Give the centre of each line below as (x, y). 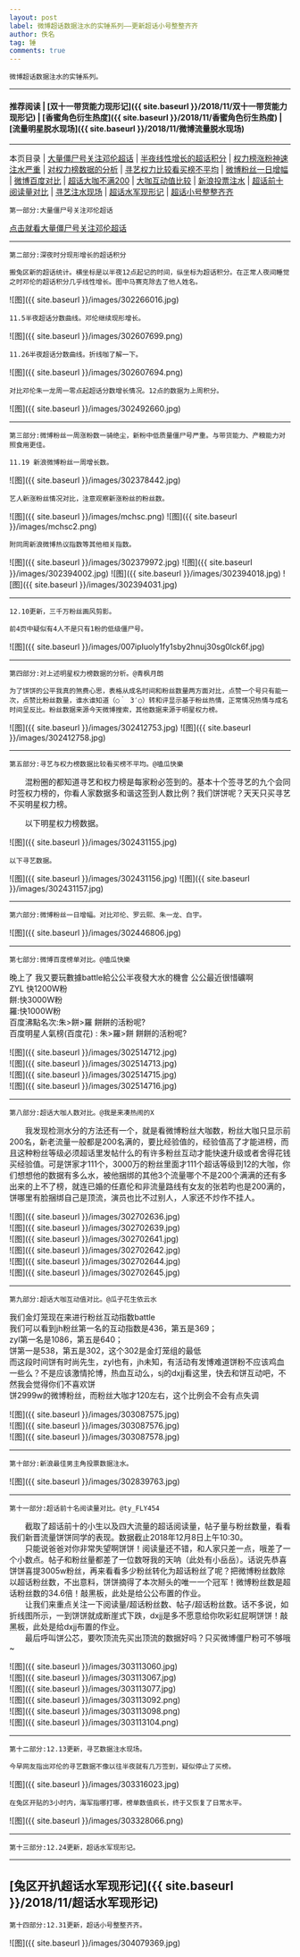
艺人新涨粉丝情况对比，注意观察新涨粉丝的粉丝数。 (89, 499)
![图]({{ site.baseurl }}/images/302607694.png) (96, 373)
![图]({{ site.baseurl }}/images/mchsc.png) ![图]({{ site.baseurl (123, 517)
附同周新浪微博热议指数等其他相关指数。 (72, 545)
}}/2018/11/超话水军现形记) (84, 1902)
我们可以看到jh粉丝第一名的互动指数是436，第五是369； (113, 1329)
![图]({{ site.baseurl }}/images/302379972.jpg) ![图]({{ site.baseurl (131, 562)
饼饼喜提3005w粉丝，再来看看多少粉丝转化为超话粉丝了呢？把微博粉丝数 (144, 1571)
